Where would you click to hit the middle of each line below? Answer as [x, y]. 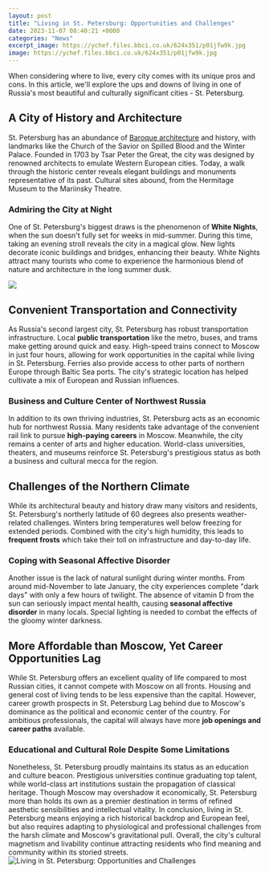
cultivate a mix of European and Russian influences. [94, 380]
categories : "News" [41, 38]
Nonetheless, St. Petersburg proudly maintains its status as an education [128, 767]
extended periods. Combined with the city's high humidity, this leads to [126, 531]
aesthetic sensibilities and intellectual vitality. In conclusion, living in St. [126, 810]
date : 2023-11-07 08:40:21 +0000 [64, 30]
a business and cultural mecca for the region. [83, 461]
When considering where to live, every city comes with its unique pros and [132, 76]
